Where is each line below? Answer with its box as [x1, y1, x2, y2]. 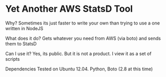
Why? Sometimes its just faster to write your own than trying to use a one [5, 20, 160, 26]
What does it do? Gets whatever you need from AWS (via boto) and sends [5, 35, 161, 41]
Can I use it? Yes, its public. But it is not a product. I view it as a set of [5, 50, 152, 57]
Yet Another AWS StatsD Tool [5, 3, 133, 15]
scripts [5, 56, 20, 62]
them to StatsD [5, 40, 37, 46]
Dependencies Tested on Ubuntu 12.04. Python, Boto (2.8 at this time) [5, 66, 153, 72]
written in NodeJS [5, 25, 44, 31]
